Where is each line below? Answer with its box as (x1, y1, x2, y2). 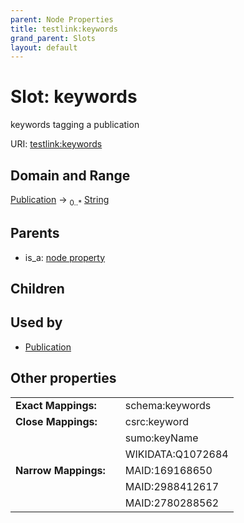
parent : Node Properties (10, 14, 114, 25)
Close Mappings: (15, 414, 98, 428)
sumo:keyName (124, 431, 199, 445)
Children (10, 281, 65, 297)
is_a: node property (24, 251, 106, 263)
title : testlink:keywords (10, 24, 118, 34)
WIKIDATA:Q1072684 (124, 447, 229, 461)
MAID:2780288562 (124, 496, 220, 510)
